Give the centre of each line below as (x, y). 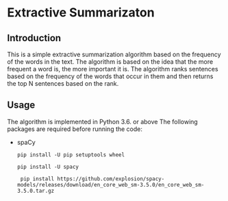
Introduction (34, 38)
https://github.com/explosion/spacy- (111, 179)
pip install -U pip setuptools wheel (71, 155)
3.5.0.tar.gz (36, 191)
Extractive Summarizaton (81, 13)
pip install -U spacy (48, 167)
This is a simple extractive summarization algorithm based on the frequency (114, 54)
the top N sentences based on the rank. (63, 83)
